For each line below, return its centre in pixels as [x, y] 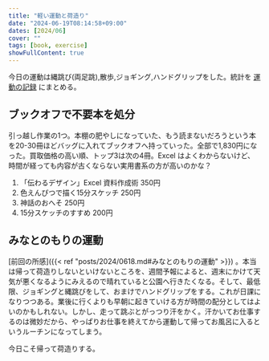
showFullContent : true [46, 53]
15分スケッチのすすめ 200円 [66, 213]
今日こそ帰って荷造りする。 [54, 348]
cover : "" [25, 38]
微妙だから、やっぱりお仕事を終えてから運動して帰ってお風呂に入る [141, 321]
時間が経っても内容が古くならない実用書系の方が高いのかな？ [110, 165]
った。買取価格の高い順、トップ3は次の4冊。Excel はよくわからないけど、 [132, 155]
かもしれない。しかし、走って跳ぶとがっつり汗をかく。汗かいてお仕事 [138, 311]
